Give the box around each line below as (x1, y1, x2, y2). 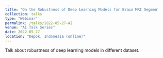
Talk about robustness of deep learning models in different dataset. (5, 47, 140, 53)
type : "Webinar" (5, 16, 38, 21)
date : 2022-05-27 (5, 29, 40, 34)
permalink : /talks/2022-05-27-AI (5, 20, 73, 26)
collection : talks (5, 12, 42, 16)
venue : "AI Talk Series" (5, 25, 55, 30)
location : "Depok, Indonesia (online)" (5, 34, 86, 39)
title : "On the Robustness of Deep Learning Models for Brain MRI (5, 7, 142, 12)
